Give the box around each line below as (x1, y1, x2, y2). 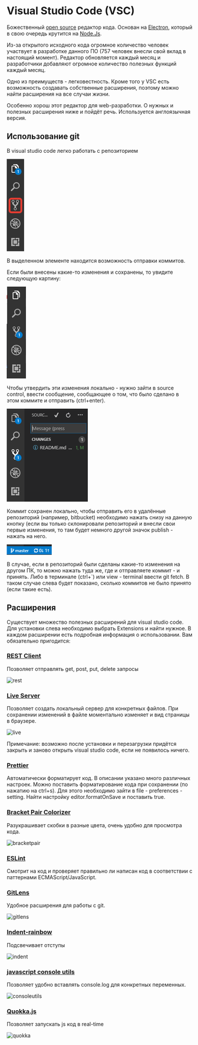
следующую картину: (6, 274, 61, 281)
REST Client (6, 652, 41, 660)
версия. (6, 114, 27, 122)
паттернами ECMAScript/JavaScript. (6, 874, 97, 881)
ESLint (6, 854, 26, 862)
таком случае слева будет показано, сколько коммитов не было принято (6, 579, 192, 587)
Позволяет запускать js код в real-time (6, 1021, 104, 1028)
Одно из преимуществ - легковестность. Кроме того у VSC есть (6, 78, 170, 85)
